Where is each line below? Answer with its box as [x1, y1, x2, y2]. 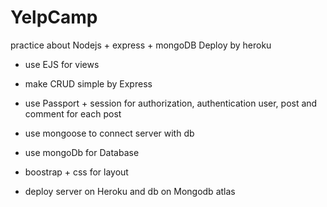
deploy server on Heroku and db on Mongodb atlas [24, 185, 236, 197]
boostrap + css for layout [24, 166, 129, 178]
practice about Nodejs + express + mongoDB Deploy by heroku [10, 39, 272, 51]
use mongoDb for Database [24, 146, 140, 158]
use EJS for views [24, 58, 100, 70]
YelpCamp [10, 6, 98, 29]
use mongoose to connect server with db [24, 127, 195, 139]
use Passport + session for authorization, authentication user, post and [24, 97, 318, 109]
